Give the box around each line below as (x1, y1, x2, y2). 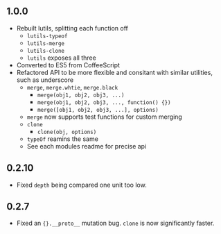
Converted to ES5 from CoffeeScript (16, 60, 121, 69)
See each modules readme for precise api (26, 142, 147, 150)
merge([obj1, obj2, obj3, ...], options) (37, 106, 159, 113)
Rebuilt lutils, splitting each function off (16, 24, 129, 32)
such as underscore (16, 76, 74, 84)
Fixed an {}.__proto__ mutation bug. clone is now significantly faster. (16, 219, 215, 228)
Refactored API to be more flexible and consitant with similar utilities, (16, 68, 213, 76)
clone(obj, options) (37, 128, 97, 135)
